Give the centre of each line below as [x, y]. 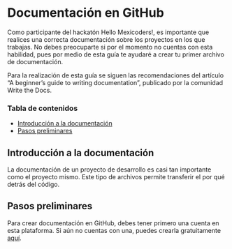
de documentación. [35, 61]
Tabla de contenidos [43, 108]
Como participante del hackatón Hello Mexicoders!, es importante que [108, 32]
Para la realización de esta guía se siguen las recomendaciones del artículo [116, 75]
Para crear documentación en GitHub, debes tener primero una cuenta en [113, 223]
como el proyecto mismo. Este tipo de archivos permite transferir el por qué [116, 177]
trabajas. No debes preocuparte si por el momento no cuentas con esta [110, 47]
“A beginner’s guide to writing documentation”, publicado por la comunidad [115, 82]
